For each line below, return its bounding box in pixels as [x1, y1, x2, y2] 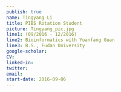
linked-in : [6, 59, 34, 65]
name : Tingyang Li [6, 15, 53, 21]
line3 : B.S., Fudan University [6, 43, 85, 49]
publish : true [6, 8, 42, 15]
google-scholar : [6, 48, 47, 54]
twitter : [6, 65, 28, 71]
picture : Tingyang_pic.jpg [6, 25, 74, 32]
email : [6, 71, 23, 77]
